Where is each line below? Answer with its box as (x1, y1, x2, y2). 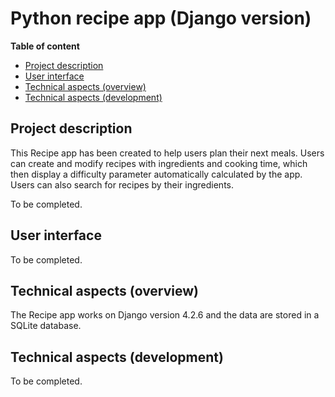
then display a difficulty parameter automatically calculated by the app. (10, 168, 303, 180)
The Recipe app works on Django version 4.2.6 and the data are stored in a (10, 309, 320, 321)
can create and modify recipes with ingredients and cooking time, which (10, 157, 308, 169)
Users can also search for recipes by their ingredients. (10, 178, 235, 191)
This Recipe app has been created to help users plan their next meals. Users (10, 147, 325, 159)
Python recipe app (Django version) (10, 7, 312, 30)
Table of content (10, 40, 80, 52)
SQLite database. (10, 320, 82, 332)
